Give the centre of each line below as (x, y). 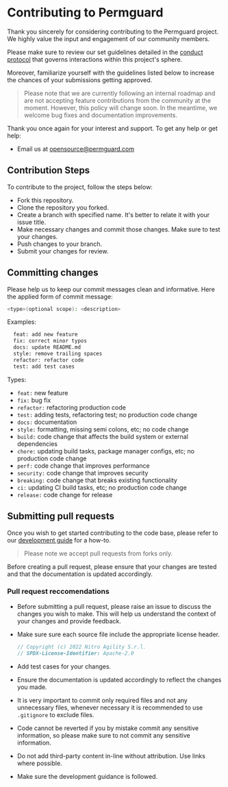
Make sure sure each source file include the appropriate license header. (118, 634)
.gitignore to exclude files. (55, 714)
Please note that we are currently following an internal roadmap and (119, 93)
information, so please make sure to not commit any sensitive (103, 735)
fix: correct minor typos (50, 341)
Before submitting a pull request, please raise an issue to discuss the (114, 606)
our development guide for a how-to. (59, 540)
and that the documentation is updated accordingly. (80, 574)
